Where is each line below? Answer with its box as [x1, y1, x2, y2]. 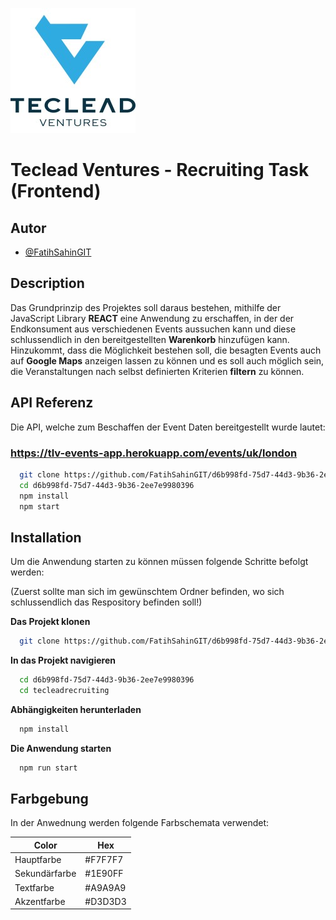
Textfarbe [14, 881, 55, 893]
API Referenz [10, 394, 94, 412]
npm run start [19, 763, 78, 773]
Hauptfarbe [14, 854, 62, 866]
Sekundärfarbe [14, 868, 77, 880]
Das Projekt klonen [10, 616, 91, 628]
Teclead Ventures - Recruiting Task [10, 159, 310, 182]
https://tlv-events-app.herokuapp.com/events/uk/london [10, 446, 298, 460]
